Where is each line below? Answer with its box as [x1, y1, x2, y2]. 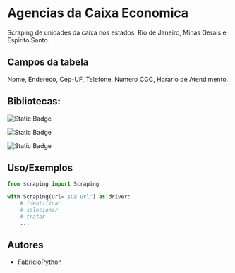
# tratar [20, 213, 46, 220]
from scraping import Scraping [7, 181, 100, 188]
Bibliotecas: [7, 95, 61, 107]
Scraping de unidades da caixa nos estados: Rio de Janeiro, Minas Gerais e [7, 28, 227, 37]
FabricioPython [17, 257, 62, 266]
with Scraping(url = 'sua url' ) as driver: [7, 193, 131, 200]
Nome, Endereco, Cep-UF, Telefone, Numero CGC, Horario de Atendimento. [7, 75, 229, 83]
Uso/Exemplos [7, 162, 73, 174]
